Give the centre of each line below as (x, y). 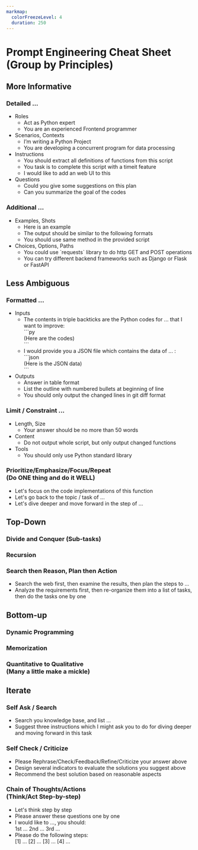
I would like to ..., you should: (50, 822)
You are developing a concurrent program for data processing (99, 148)
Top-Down (26, 522)
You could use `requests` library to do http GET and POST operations (108, 252)
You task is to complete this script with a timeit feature (90, 167)
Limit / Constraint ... (36, 410)
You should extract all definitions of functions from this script (98, 160)
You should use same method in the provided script (87, 239)
